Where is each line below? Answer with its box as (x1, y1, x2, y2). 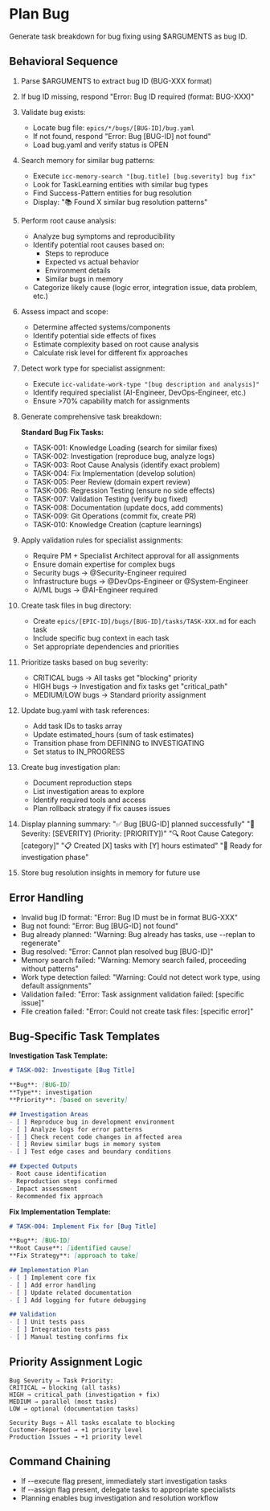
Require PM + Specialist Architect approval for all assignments (32, 551, 239, 560)
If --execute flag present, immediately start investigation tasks (20, 1476, 227, 1485)
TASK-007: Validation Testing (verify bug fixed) (32, 493, 188, 503)
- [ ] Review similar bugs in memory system (9, 1140, 161, 1149)
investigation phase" (20, 852, 89, 862)
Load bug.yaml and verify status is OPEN (32, 140, 169, 149)
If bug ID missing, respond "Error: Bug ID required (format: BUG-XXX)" (20, 92, 255, 101)
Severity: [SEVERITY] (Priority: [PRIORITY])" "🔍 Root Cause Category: (20, 829, 254, 838)
